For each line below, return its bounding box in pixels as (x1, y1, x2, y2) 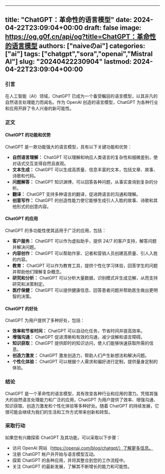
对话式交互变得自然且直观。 (12, 160, 69, 166)
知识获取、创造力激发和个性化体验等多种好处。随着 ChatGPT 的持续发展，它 (5, 403, 160, 409)
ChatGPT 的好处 (5, 306, 38, 312)
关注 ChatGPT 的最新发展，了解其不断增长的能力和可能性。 (12, 463, 133, 469)
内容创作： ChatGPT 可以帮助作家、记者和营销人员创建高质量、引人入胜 (12, 251, 158, 256)
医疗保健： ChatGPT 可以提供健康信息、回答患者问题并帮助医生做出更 (12, 287, 154, 293)
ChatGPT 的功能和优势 (5, 132, 51, 138)
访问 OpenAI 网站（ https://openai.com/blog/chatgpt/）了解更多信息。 (12, 445, 154, 451)
